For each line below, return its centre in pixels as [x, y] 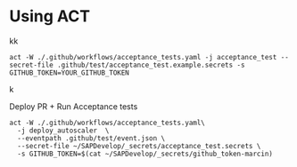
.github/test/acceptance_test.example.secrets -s [151, 65]
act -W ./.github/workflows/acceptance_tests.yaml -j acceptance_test [143, 57]
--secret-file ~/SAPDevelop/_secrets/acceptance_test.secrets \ [139, 146]
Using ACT [50, 16]
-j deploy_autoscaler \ [63, 131]
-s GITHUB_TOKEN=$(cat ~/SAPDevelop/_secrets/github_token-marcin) [145, 154]
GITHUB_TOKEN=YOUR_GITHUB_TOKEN [69, 73]
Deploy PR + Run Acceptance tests [74, 106]
